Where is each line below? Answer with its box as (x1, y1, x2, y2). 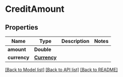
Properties (5, 23, 38, 32)
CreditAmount (5, 3, 65, 15)
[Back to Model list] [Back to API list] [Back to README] (5, 67, 118, 73)
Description (61, 38, 90, 44)
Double (34, 46, 52, 53)
